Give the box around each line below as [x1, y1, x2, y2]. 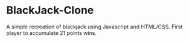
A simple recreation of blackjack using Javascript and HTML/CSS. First [6, 23, 183, 30]
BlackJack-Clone [6, 4, 94, 17]
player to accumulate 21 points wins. [6, 29, 97, 36]
